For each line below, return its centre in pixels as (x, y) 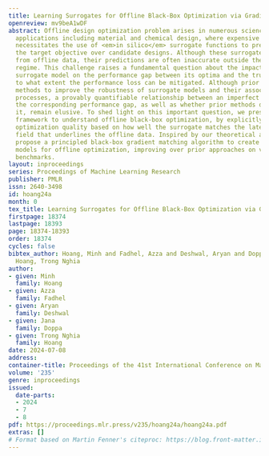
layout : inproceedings (46, 165)
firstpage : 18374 (37, 217)
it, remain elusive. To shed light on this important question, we (130, 113)
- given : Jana (32, 321)
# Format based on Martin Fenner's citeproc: (85, 440)
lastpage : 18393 (35, 224)
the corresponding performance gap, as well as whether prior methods (136, 105)
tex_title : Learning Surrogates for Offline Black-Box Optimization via (132, 209)
